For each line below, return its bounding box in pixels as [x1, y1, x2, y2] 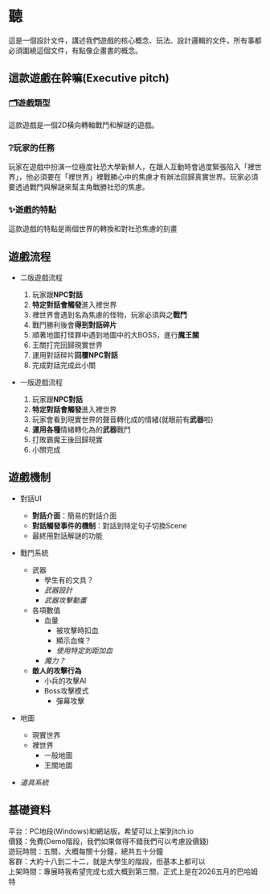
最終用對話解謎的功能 [31, 531, 103, 540]
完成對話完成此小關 [31, 360, 96, 370]
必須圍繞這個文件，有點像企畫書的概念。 [8, 45, 142, 55]
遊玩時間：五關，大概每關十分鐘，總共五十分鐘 [8, 846, 163, 856]
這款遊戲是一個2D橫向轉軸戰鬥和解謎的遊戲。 [8, 120, 159, 130]
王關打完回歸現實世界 [31, 340, 103, 350]
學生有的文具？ [43, 575, 94, 585]
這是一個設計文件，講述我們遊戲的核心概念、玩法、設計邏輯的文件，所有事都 [8, 35, 262, 45]
